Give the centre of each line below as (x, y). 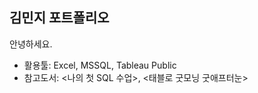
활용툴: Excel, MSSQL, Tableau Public (100, 65)
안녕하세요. (31, 44)
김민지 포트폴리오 (59, 18)
